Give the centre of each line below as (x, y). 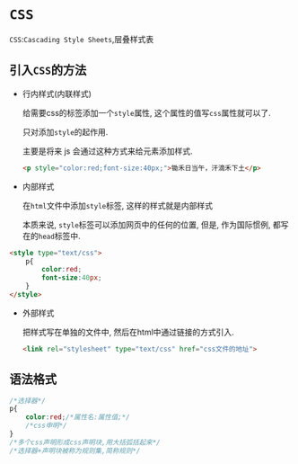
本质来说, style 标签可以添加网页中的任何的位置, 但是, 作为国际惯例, (146, 224)
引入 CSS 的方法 (48, 71)
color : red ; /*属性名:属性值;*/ (78, 417)
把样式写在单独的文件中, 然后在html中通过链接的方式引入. (128, 332)
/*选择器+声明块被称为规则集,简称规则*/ (75, 451)
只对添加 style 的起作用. (65, 131)
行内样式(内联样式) (57, 94)
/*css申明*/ (46, 426)
